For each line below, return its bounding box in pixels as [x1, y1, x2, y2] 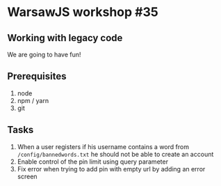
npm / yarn [17, 96, 49, 104]
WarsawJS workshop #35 [7, 4, 158, 20]
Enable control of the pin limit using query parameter [17, 157, 169, 166]
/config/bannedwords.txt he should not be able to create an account [17, 150, 214, 158]
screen [17, 172, 38, 180]
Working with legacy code [7, 32, 123, 44]
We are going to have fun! [7, 50, 81, 59]
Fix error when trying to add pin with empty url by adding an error [17, 164, 206, 173]
